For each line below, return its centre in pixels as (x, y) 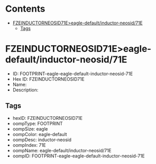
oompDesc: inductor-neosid (42, 140)
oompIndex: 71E (29, 145)
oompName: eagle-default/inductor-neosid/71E (62, 150)
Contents (25, 9)
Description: (25, 90)
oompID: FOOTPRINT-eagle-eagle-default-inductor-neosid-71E (79, 156)
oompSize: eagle (30, 129)
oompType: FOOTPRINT (38, 123)
